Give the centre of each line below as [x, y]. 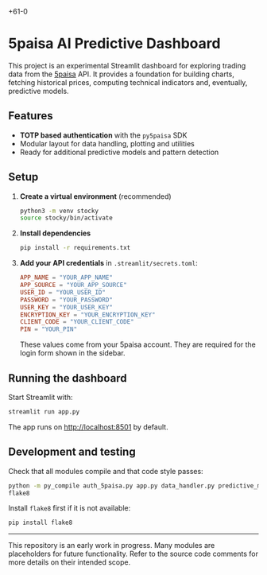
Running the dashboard [68, 378]
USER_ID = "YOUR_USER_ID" [62, 292]
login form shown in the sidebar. [72, 353]
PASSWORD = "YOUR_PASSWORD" [66, 300]
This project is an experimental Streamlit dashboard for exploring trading [127, 65]
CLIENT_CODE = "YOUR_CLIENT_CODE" [77, 322]
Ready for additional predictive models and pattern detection [119, 152]
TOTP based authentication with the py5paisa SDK [103, 135]
